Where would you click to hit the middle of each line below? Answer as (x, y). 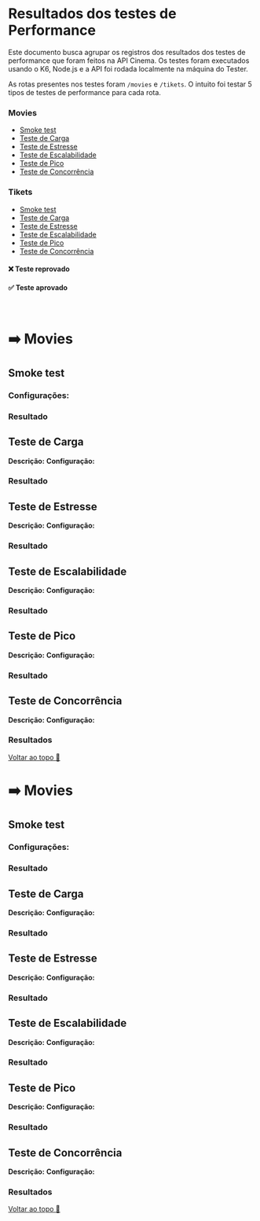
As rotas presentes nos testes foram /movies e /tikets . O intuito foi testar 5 (130, 84)
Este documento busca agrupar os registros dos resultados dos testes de (127, 52)
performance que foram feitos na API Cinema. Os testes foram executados (129, 61)
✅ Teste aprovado (38, 287)
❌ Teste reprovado (39, 269)
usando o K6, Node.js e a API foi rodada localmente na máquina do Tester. (128, 68)
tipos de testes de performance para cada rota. (84, 92)
